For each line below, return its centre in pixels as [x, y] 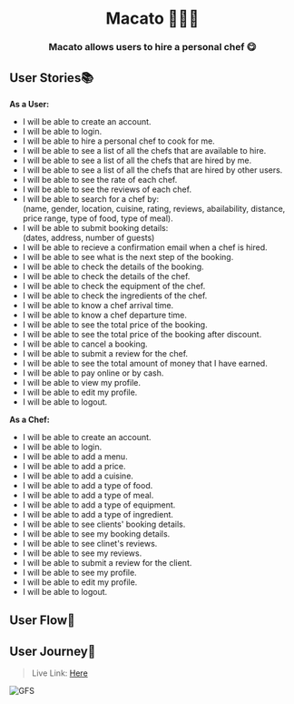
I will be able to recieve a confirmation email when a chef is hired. [145, 247]
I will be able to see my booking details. [96, 533]
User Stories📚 [51, 78]
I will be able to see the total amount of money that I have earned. [145, 363]
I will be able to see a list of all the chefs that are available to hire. [144, 150]
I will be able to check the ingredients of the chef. [115, 296]
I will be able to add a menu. [75, 456]
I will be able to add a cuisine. [78, 476]
